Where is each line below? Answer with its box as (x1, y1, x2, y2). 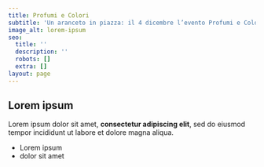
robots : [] (15, 56, 51, 64)
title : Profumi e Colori (8, 11, 90, 20)
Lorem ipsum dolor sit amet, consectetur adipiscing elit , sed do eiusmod (8, 119, 246, 129)
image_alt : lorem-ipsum (8, 26, 86, 34)
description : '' (15, 48, 68, 56)
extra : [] (15, 63, 47, 71)
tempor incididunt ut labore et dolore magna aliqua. (8, 128, 174, 137)
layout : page (8, 70, 51, 78)
